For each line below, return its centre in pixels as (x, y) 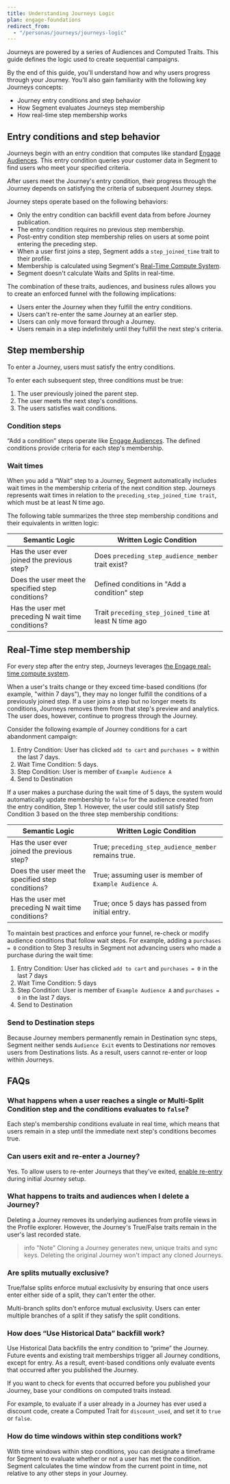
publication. (34, 222)
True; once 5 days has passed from (150, 904)
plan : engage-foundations (44, 20)
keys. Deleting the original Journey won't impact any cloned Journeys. (123, 1255)
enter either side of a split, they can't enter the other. (81, 1295)
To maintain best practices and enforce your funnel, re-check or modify (108, 933)
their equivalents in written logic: (53, 523)
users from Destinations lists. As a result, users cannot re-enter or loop (107, 1052)
